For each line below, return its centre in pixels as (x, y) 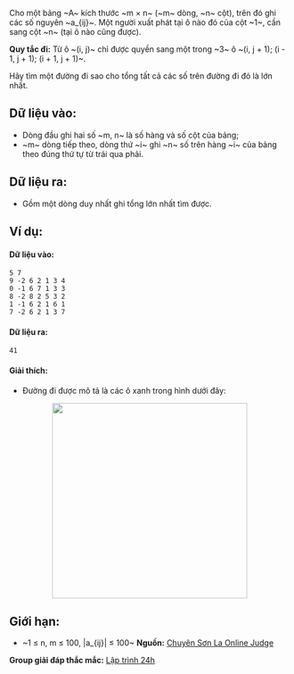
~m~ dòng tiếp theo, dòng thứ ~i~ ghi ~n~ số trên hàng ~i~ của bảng (150, 144)
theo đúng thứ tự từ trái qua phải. (83, 154)
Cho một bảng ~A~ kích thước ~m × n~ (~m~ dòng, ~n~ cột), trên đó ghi (143, 13)
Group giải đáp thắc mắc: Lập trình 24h (82, 661)
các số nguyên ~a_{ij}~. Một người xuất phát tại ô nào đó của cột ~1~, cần (145, 22)
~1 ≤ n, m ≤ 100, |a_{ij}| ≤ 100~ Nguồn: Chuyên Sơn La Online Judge (148, 643)
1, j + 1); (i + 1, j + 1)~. (48, 58)
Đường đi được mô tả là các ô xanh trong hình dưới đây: (124, 390)
